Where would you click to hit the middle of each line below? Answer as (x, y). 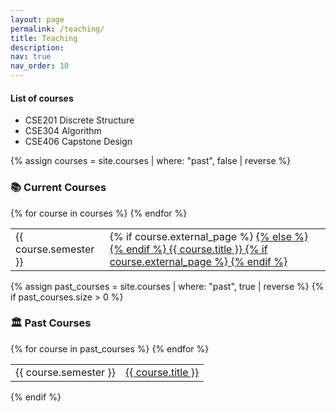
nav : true (31, 57)
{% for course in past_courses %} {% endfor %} (110, 348)
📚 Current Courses (58, 188)
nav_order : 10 (40, 66)
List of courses (42, 98)
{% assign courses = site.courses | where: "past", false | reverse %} (151, 161)
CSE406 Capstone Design (78, 142)
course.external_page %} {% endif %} (198, 261)
